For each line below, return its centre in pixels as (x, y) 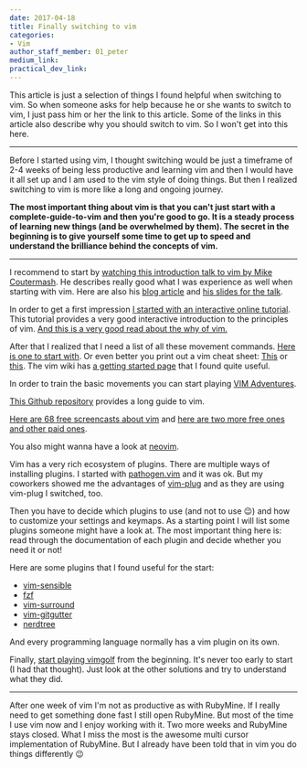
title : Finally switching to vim (73, 27)
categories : (32, 35)
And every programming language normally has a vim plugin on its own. (145, 642)
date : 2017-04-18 (42, 18)
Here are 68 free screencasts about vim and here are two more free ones (147, 419)
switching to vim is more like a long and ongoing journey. (116, 189)
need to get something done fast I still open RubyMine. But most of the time (152, 715)
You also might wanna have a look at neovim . (95, 446)
